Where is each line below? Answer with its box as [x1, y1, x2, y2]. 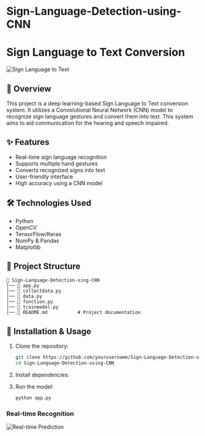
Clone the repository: [15, 342, 69, 350]
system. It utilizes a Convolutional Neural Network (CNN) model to [6, 106, 173, 113]
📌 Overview [6, 83, 51, 94]
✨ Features [6, 137, 50, 148]
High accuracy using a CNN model [15, 179, 103, 186]
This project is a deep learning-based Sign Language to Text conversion [6, 99, 188, 107]
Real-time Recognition [6, 409, 75, 418]
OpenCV [15, 224, 37, 231]
